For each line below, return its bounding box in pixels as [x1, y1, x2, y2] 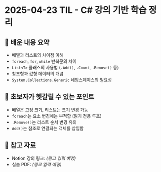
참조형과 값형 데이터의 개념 [11, 71, 64, 77]
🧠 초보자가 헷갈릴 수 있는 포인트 [4, 92, 94, 101]
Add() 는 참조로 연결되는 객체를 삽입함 [11, 125, 84, 131]
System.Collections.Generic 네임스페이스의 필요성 [11, 77, 112, 83]
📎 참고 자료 [4, 141, 37, 150]
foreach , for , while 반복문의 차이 [11, 58, 77, 64]
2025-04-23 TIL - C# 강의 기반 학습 [4, 4, 147, 16]
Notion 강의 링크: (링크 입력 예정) [11, 155, 76, 161]
